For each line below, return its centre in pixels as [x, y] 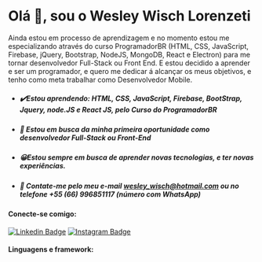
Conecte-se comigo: [42, 214]
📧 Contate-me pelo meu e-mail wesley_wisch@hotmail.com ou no [129, 186]
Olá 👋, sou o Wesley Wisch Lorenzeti [129, 16]
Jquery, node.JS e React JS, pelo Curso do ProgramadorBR [118, 109]
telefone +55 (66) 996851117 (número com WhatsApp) [110, 194]
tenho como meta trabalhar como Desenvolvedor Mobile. [100, 79]
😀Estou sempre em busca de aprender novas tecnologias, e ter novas [136, 157]
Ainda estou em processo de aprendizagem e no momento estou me [119, 38]
